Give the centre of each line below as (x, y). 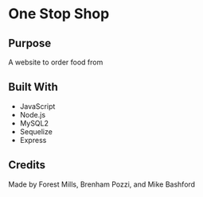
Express (33, 140)
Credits (27, 165)
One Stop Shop (59, 14)
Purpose (30, 43)
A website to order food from (56, 62)
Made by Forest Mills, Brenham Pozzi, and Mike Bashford (102, 184)
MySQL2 (34, 123)
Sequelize (36, 131)
